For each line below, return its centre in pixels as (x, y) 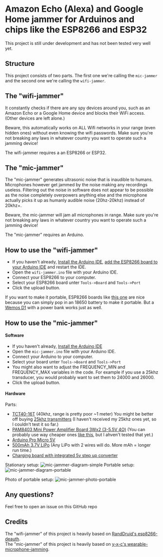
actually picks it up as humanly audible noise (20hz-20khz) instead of (75, 200)
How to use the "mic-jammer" (52, 323)
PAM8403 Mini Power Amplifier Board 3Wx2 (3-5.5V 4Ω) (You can (79, 429)
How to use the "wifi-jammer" (52, 250)
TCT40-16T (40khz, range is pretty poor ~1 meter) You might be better (83, 414)
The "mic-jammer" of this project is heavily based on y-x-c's (66, 544)
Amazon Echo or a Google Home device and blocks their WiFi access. (75, 113)
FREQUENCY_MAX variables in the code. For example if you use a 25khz (85, 372)
